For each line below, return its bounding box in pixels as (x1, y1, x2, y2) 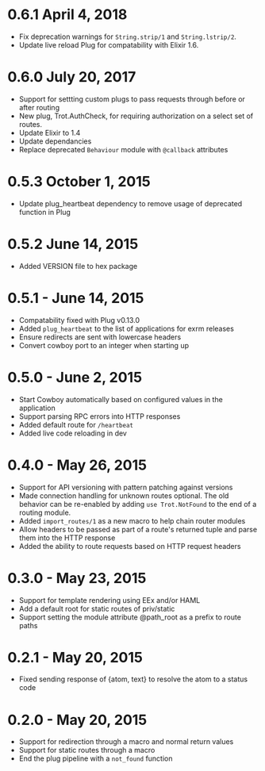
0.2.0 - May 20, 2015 (7, 711, 148, 729)
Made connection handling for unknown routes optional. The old (18, 490, 229, 501)
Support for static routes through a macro (18, 746, 156, 755)
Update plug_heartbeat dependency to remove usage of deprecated (18, 198, 243, 208)
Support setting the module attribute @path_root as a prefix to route (18, 612, 241, 622)
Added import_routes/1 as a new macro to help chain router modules (18, 516, 246, 525)
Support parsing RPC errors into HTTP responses (18, 411, 181, 421)
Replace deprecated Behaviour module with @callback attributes (18, 144, 229, 154)
